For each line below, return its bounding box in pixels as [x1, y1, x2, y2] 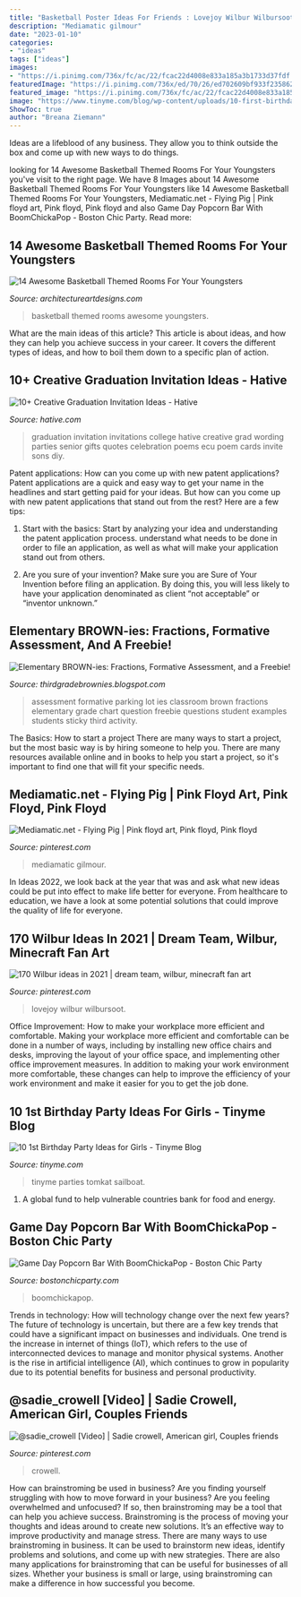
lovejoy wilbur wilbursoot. [30, 1004, 126, 1015]
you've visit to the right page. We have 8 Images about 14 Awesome [9, 174, 260, 185]
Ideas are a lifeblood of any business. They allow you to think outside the [9, 138, 279, 149]
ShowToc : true [9, 105, 63, 114]
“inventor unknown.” [21, 597, 99, 608]
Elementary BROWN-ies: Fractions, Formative [9, 623, 271, 639]
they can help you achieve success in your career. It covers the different [9, 337, 276, 348]
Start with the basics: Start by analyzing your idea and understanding [21, 523, 279, 534]
